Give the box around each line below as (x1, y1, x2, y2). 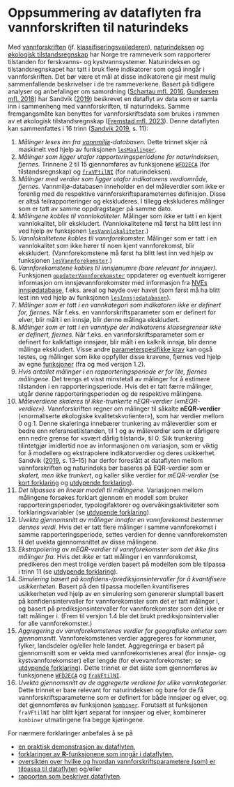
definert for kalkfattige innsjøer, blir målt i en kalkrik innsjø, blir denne (17, 337, 217, 346)
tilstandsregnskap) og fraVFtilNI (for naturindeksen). (17, 167, 173, 176)
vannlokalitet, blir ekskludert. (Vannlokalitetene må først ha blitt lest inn (17, 219, 221, 227)
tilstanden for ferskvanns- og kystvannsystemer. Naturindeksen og (8, 57, 201, 66)
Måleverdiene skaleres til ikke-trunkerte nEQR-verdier (17, 397, 173, 405)
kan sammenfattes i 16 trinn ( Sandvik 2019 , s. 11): (8, 124, 148, 132)
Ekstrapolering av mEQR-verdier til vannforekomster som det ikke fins (17, 545, 219, 553)
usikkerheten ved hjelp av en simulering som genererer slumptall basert (17, 589, 224, 597)
